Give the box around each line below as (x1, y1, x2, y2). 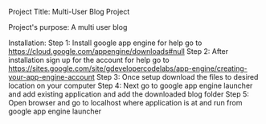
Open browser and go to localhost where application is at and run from (8, 98, 243, 107)
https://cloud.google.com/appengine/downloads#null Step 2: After (8, 47, 229, 56)
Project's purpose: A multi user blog (8, 23, 128, 31)
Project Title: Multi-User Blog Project (8, 7, 130, 16)
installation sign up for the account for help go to (8, 56, 170, 64)
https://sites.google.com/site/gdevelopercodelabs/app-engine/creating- (8, 64, 248, 73)
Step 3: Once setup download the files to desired (96, 72, 259, 81)
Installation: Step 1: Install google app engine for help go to (8, 38, 203, 48)
